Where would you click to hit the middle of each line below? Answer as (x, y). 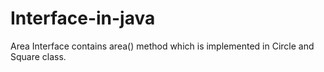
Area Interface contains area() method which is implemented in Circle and (162, 46)
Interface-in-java (83, 18)
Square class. (38, 56)
